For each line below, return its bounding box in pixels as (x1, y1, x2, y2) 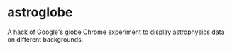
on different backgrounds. (7, 35, 84, 43)
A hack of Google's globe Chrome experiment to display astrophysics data (7, 28, 225, 36)
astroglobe (7, 4, 73, 21)
